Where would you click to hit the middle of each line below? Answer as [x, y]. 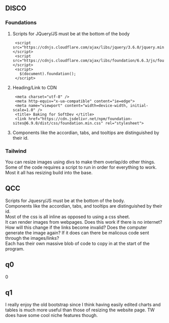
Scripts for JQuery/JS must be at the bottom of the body [71, 34]
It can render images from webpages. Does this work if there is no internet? [84, 222]
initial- [139, 105]
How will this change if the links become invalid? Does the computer [76, 227]
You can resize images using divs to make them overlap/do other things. [80, 162]
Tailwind [16, 151]
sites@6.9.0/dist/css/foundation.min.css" [58, 123]
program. [15, 248]
